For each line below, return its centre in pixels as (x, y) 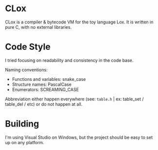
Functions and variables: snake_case (49, 79)
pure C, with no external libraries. (38, 27)
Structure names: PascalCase (42, 84)
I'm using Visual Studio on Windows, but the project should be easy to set (79, 137)
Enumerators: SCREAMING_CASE (45, 89)
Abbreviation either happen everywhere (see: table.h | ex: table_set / (74, 99)
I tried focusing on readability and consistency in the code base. (69, 60)
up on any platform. (25, 142)
